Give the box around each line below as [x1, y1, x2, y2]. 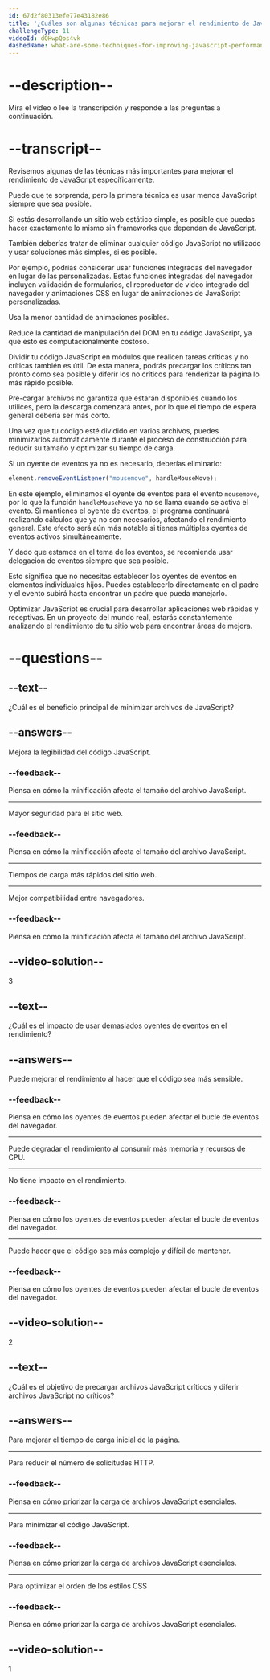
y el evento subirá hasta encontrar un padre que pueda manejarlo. [8, 588, 227, 598]
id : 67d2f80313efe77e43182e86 [8, 11, 110, 20]
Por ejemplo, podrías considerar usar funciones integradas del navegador [8, 263, 253, 272]
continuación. [8, 112, 54, 121]
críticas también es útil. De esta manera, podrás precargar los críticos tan [8, 361, 252, 370]
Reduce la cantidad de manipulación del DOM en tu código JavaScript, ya [8, 328, 252, 338]
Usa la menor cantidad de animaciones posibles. [8, 313, 170, 322]
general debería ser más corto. [8, 411, 111, 420]
